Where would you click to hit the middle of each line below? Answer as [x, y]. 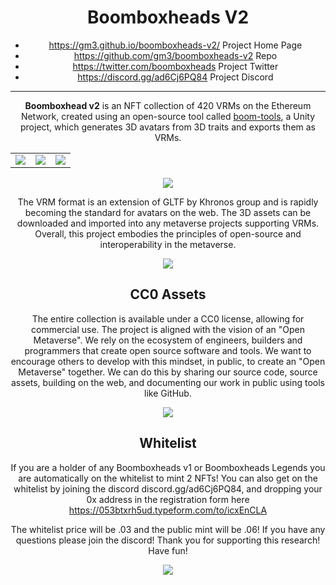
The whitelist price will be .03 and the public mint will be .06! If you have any [168, 529]
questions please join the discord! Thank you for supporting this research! [168, 540]
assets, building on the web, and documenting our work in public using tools [167, 382]
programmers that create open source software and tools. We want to [168, 350]
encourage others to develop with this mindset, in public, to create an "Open [168, 361]
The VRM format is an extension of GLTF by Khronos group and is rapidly [168, 202]
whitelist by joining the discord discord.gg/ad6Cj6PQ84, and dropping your [168, 488]
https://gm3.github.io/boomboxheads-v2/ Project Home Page [175, 45]
